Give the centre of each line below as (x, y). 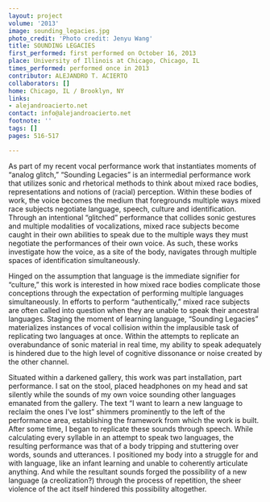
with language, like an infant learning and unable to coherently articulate (128, 463)
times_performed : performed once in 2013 (79, 69)
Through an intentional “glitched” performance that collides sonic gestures (132, 217)
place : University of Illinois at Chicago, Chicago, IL (104, 61)
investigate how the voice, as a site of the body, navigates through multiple (133, 252)
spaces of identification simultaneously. (75, 260)
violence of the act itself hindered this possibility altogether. (108, 488)
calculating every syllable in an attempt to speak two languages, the (121, 437)
